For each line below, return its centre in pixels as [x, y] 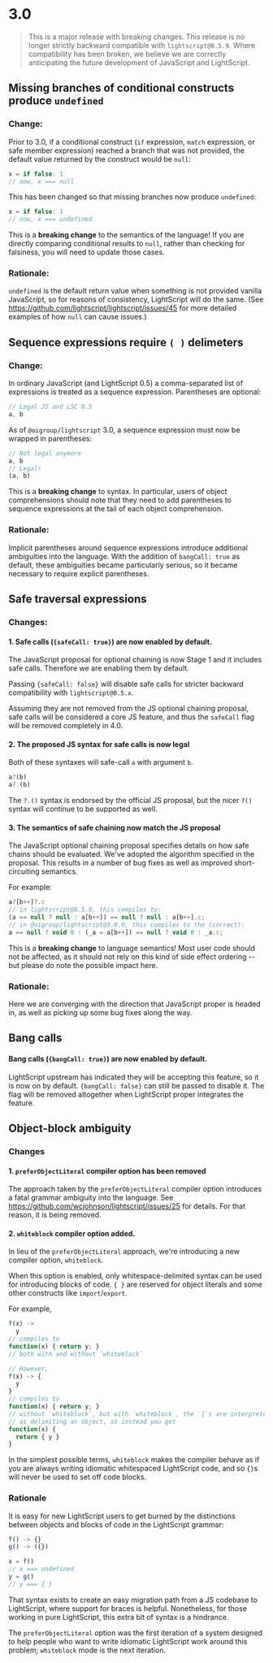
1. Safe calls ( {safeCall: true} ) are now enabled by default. [110, 641]
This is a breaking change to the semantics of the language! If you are [126, 235]
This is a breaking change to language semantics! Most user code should [132, 948]
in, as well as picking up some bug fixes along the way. [100, 1012]
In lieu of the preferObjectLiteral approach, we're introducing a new [124, 1252]
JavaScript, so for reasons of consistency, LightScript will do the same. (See [136, 300]
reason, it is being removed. [55, 1215]
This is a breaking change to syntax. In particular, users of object [118, 492]
